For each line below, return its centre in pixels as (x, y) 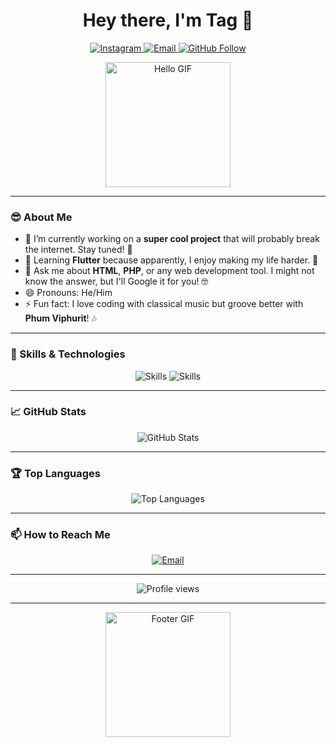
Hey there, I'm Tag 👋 (168, 20)
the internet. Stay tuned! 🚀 (78, 250)
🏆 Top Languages (56, 473)
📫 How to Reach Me (60, 535)
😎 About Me (41, 217)
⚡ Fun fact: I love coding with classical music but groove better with (164, 304)
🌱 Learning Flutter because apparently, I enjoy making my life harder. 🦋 (171, 260)
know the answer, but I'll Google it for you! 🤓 (116, 281)
